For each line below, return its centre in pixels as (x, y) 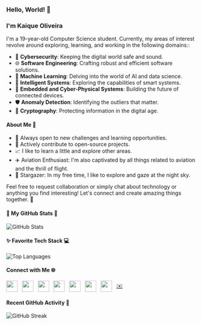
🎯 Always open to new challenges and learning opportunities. (91, 138)
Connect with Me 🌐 (31, 270)
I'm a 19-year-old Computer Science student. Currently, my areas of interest (100, 39)
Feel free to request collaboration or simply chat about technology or (91, 187)
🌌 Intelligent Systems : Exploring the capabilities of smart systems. (98, 83)
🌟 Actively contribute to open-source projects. (73, 144)
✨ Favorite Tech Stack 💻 (38, 241)
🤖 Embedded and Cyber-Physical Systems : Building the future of (97, 89)
